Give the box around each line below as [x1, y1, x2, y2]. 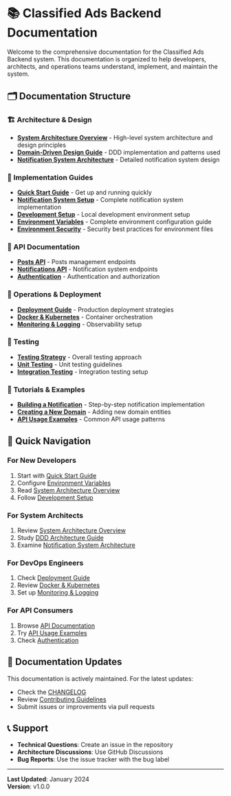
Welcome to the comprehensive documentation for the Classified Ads [7, 48, 204, 56]
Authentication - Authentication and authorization [16, 272, 160, 281]
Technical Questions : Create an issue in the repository [16, 741, 173, 749]
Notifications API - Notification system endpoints [16, 265, 158, 273]
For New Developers [7, 456, 77, 466]
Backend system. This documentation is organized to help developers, [7, 54, 206, 63]
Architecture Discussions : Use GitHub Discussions [16, 748, 164, 756]
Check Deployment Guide [16, 574, 91, 582]
